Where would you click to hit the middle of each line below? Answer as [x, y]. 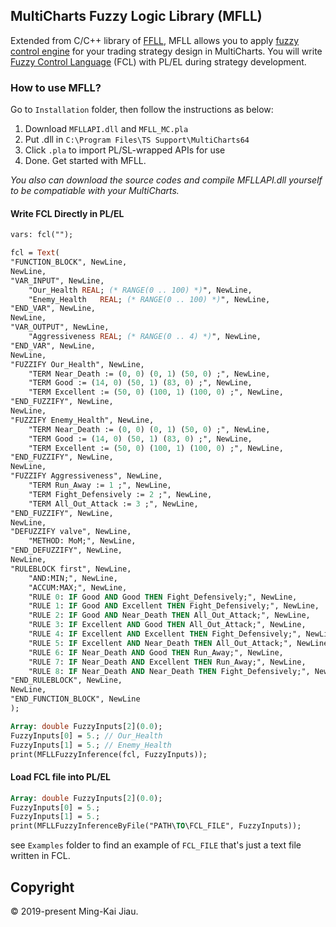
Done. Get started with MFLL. [85, 161]
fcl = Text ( [35, 253]
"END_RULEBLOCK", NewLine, [66, 680]
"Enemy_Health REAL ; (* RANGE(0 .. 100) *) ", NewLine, [149, 299]
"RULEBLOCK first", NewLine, [71, 569]
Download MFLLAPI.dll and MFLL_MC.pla [106, 129]
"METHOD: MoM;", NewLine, [82, 541]
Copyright [42, 887]
